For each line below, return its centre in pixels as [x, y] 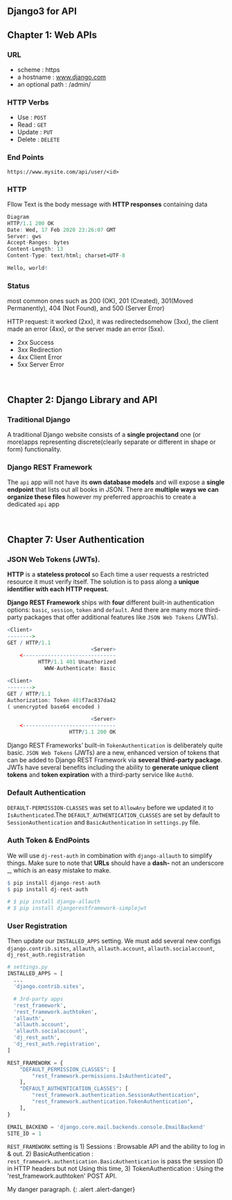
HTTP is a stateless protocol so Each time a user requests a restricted [108, 574]
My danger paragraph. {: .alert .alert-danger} [71, 1190]
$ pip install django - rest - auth [54, 883]
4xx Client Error [39, 357]
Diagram [18, 217]
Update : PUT [35, 132]
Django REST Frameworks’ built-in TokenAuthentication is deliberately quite [115, 745]
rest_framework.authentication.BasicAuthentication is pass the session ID [115, 1161]
